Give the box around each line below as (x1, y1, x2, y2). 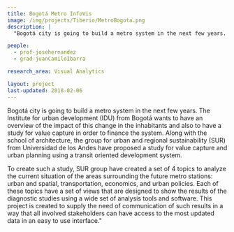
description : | (7, 23, 52, 30)
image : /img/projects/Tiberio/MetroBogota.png (7, 17, 145, 24)
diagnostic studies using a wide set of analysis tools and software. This (7, 194, 212, 203)
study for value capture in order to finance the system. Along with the (7, 129, 207, 137)
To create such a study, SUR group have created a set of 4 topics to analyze (7, 164, 227, 173)
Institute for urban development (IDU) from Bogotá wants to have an (7, 113, 203, 122)
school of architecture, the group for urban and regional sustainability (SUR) (7, 136, 226, 144)
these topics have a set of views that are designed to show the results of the (7, 187, 227, 195)
